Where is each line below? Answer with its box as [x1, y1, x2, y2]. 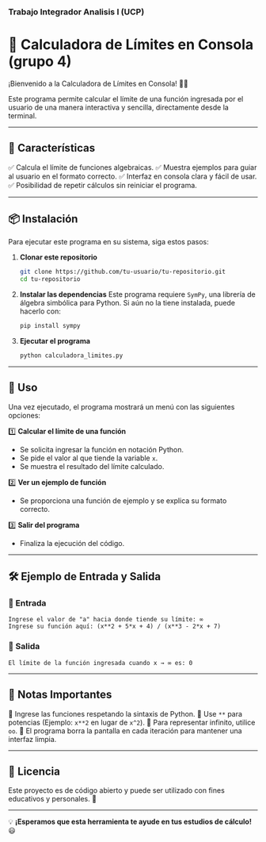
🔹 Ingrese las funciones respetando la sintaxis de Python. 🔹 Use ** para [8, 709, 243, 718]
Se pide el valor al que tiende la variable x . [19, 453, 158, 463]
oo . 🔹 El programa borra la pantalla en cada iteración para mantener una [8, 725, 243, 736]
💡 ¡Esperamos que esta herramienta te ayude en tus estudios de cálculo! [8, 817, 252, 827]
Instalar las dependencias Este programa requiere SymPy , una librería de [19, 290, 256, 299]
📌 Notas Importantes [8, 688, 112, 702]
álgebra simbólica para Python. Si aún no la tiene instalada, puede [19, 298, 236, 308]
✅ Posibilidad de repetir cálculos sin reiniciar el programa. [8, 180, 198, 190]
